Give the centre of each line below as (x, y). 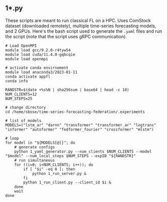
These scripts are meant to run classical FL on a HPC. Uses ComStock (78, 20)
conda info (17, 81)
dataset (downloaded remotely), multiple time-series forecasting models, (81, 26)
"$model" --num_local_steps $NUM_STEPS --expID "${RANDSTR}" (71, 156)
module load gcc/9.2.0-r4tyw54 (38, 50)
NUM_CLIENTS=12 (21, 94)
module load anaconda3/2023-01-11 (41, 72)
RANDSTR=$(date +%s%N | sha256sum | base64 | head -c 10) (67, 90)
